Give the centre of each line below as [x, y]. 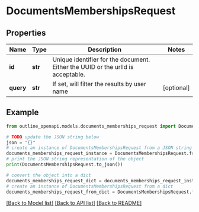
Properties [26, 33]
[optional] [176, 88]
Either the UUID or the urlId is [93, 67]
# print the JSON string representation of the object [75, 159]
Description [105, 50]
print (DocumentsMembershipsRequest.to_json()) [65, 164]
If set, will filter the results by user [99, 84]
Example [23, 113]
